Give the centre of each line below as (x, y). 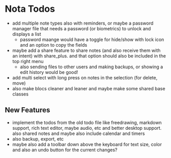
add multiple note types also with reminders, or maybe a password (83, 23)
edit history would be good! (49, 72)
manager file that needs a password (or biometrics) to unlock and (81, 28)
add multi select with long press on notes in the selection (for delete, (85, 77)
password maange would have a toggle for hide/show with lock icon (92, 39)
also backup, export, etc (38, 139)
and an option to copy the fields (54, 45)
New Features (27, 110)
